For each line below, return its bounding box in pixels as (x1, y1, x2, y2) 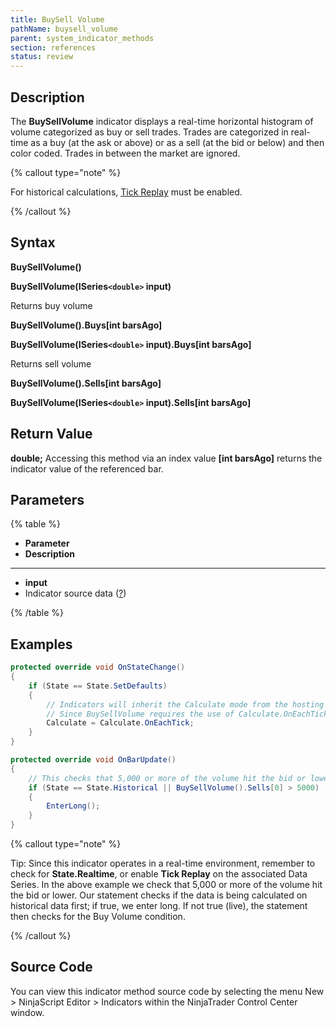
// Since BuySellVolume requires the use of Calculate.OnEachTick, (46, 709, 333, 719)
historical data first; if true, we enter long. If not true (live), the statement (10, 900, 308, 912)
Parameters (10, 491, 85, 508)
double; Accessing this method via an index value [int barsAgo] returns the (10, 452, 323, 464)
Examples (10, 636, 73, 653)
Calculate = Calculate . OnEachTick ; (46, 718, 195, 728)
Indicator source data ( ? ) (24, 587, 127, 600)
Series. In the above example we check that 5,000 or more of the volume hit (10, 879, 323, 891)
